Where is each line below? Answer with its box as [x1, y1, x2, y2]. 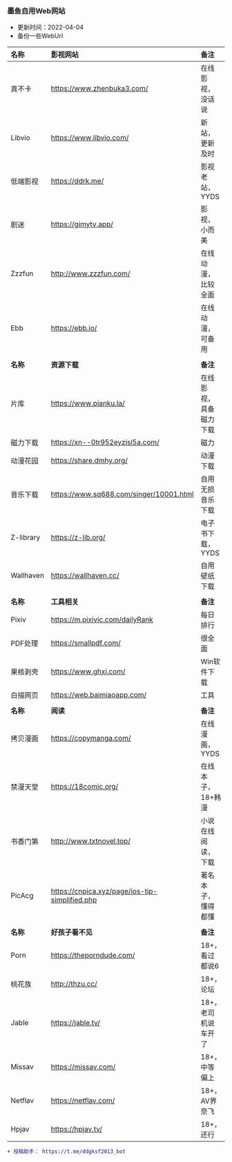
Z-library [10, 533, 41, 543]
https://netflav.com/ [50, 1096, 115, 1105]
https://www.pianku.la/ [50, 399, 126, 408]
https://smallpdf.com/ [50, 638, 121, 648]
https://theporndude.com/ [50, 950, 135, 960]
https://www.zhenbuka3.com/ [50, 84, 148, 93]
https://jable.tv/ [50, 1018, 100, 1028]
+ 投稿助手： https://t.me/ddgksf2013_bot [7, 1148, 126, 1155]
